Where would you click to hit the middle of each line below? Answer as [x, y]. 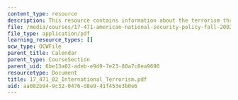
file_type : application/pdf [49, 33]
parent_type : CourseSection [49, 60]
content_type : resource [42, 14]
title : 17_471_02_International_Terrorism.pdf [77, 79]
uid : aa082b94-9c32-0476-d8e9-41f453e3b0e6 [73, 86]
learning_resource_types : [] [50, 40]
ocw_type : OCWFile [34, 46]
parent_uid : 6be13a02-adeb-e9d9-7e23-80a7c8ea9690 [84, 66]
